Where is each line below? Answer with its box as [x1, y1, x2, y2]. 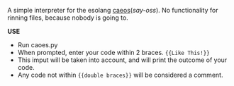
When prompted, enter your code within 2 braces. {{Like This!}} [17, 49, 211, 56]
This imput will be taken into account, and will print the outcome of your [17, 56, 228, 64]
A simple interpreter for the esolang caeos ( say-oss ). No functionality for [7, 6, 218, 14]
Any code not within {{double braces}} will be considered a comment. [17, 70, 223, 79]
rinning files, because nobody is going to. [7, 13, 129, 22]
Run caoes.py [17, 41, 58, 49]
